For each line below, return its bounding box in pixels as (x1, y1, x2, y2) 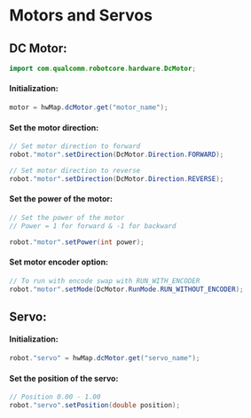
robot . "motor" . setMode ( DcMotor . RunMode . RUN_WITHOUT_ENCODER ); (9, 285, 244, 294)
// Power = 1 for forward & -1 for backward (9, 221, 176, 231)
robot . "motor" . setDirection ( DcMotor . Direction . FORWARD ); (9, 150, 224, 160)
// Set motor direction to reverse (9, 166, 141, 175)
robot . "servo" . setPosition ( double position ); (9, 400, 180, 409)
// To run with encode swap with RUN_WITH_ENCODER (9, 276, 200, 285)
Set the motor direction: (9, 122, 99, 133)
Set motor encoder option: (9, 256, 109, 267)
